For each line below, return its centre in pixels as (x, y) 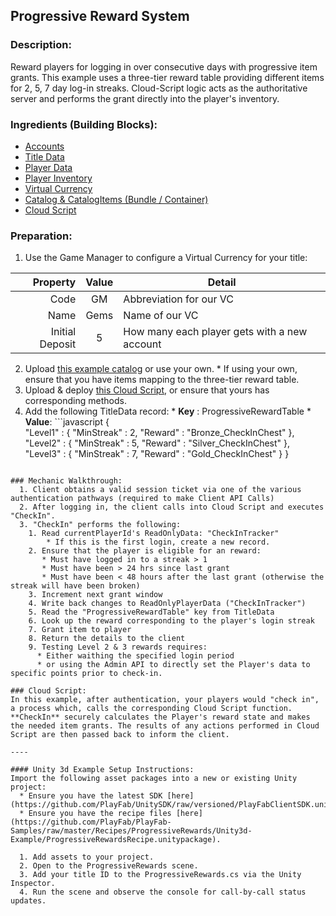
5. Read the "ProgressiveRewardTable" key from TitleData (151, 612)
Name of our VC (161, 316)
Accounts (44, 146)
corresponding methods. (75, 401)
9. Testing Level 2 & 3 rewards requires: (118, 647)
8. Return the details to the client (107, 639)
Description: (41, 45)
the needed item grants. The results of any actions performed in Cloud (165, 726)
